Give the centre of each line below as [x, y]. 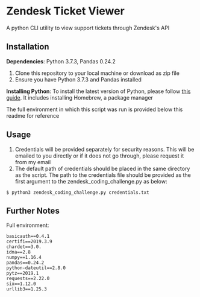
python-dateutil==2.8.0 [36, 268]
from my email [33, 162]
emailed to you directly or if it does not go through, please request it [99, 156]
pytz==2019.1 [23, 273]
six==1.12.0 [21, 284]
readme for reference [33, 115]
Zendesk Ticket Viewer [65, 11]
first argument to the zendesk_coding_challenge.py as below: [91, 181]
